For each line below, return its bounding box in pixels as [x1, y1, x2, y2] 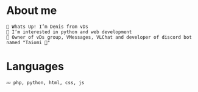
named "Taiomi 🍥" [6, 39, 51, 45]
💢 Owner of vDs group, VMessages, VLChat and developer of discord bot [6, 34, 192, 40]
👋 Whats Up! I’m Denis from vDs [6, 24, 88, 30]
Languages [6, 60, 64, 73]
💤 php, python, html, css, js [6, 79, 85, 85]
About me [6, 4, 57, 18]
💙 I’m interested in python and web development [6, 28, 132, 35]
